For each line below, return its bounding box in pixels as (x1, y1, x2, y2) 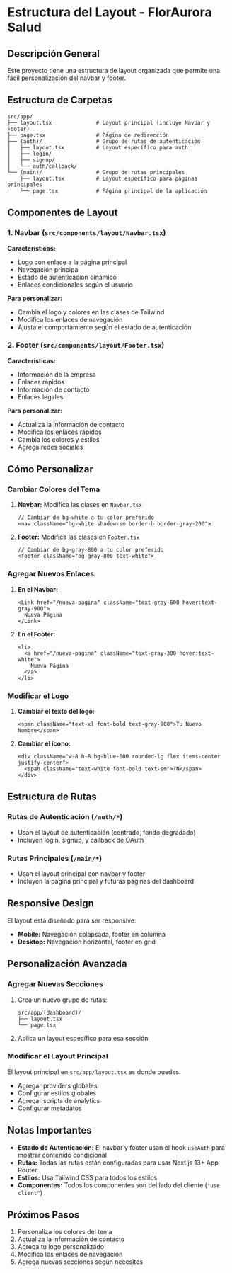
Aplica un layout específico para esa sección (17, 1034, 149, 1042)
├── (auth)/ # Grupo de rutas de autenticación (7, 137, 201, 145)
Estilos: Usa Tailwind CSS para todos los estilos (17, 1173, 158, 1182)
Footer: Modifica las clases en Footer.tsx (17, 532, 140, 542)
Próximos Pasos (7, 1209, 80, 1221)
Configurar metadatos (17, 1104, 83, 1112)
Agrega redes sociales (17, 443, 83, 451)
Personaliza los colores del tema (17, 1228, 112, 1236)
